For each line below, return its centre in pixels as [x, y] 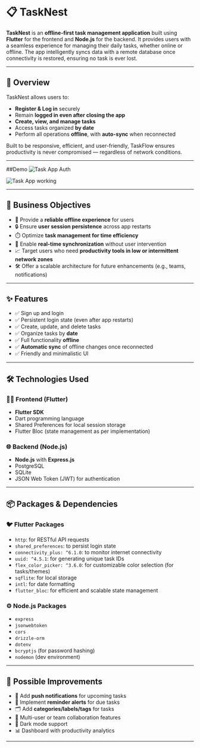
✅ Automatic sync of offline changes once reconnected [84, 347]
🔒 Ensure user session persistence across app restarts [83, 226]
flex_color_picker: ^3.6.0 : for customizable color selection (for [94, 565]
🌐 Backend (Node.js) [37, 447]
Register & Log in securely [47, 108]
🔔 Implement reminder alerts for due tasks [67, 702]
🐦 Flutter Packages [35, 524]
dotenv [23, 645]
